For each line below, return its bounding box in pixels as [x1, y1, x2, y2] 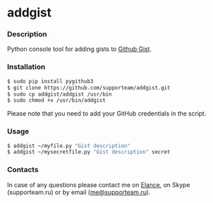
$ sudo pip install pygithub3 [7, 78, 94, 85]
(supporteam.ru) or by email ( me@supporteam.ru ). [7, 188, 151, 196]
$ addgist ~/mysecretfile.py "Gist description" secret [7, 149, 170, 156]
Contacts [7, 165, 39, 175]
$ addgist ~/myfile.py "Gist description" [7, 142, 131, 149]
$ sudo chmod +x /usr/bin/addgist [7, 97, 106, 104]
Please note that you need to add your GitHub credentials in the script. [7, 109, 207, 118]
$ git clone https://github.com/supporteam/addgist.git [7, 84, 170, 91]
